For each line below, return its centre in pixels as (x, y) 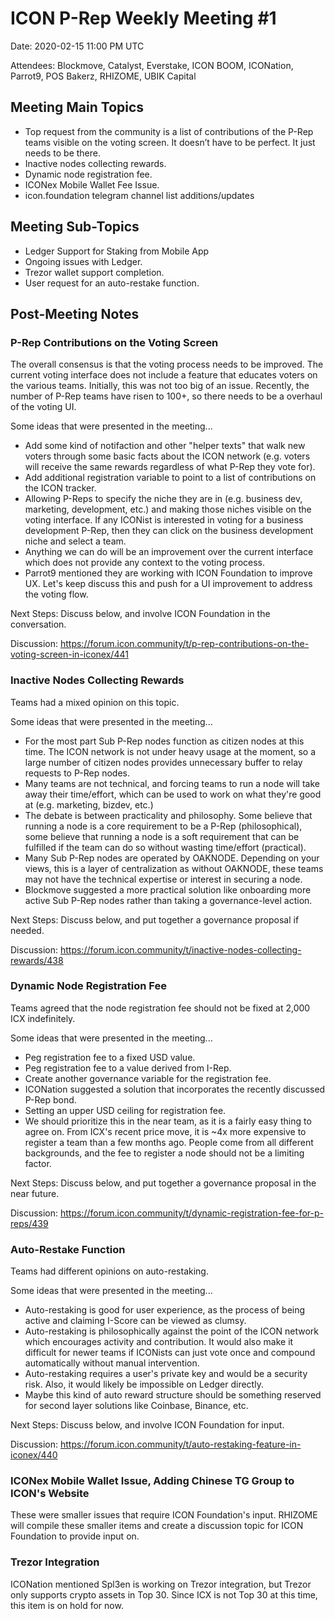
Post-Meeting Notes (75, 313)
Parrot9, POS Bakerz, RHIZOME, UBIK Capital (103, 76)
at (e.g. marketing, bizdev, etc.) (89, 804)
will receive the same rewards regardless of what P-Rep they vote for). (170, 467)
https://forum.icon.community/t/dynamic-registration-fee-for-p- (192, 1213)
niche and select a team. (75, 541)
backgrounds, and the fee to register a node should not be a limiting (164, 1153)
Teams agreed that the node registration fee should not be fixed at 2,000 (160, 1008)
